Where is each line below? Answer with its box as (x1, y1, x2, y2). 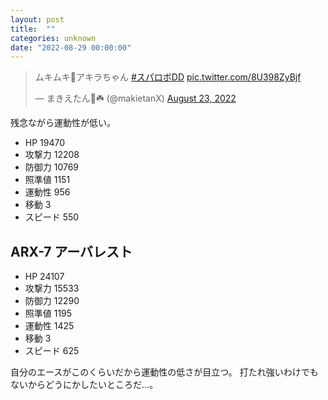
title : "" (10, 24, 56, 34)
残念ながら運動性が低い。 (10, 117, 116, 129)
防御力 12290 (24, 295, 80, 307)
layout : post (10, 14, 65, 25)
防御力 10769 (24, 161, 80, 173)
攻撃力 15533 (24, 282, 80, 295)
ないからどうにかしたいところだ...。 (10, 379, 159, 391)
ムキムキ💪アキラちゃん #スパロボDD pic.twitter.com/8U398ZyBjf (34, 71, 302, 83)
